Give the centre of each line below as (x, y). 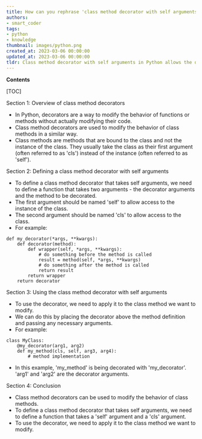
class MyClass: (25, 340)
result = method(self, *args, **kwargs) (90, 260)
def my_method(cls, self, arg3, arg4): (67, 351)
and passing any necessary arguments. (64, 323)
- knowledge (21, 40)
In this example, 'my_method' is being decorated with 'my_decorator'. (100, 367)
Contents (18, 80)
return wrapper (47, 276)
